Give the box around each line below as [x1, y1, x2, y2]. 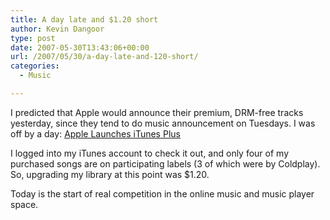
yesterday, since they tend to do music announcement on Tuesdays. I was [10, 117, 316, 129]
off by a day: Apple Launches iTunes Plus [10, 127, 181, 140]
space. [10, 198, 39, 210]
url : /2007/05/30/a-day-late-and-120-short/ [10, 52, 199, 62]
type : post [10, 33, 56, 43]
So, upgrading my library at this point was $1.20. [10, 168, 210, 180]
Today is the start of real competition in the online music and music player [10, 187, 315, 200]
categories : [10, 61, 60, 71]
